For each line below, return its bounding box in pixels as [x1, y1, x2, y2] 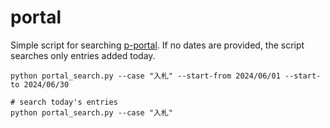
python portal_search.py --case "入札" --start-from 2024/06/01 [10, 71, 281, 81]
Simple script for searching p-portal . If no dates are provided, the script [10, 39, 305, 51]
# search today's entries [10, 97, 118, 107]
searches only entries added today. [10, 49, 156, 61]
